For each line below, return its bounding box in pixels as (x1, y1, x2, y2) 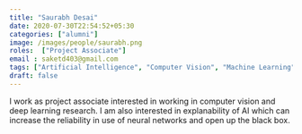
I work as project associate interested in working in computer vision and (9, 96, 276, 106)
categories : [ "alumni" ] (9, 29, 99, 38)
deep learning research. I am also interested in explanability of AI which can (9, 105, 290, 116)
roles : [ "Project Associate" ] (9, 46, 127, 55)
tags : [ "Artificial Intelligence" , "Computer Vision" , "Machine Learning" (9, 63, 296, 72)
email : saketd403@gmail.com (9, 54, 119, 63)
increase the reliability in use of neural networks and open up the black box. (9, 114, 290, 125)
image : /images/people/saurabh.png (9, 38, 143, 47)
